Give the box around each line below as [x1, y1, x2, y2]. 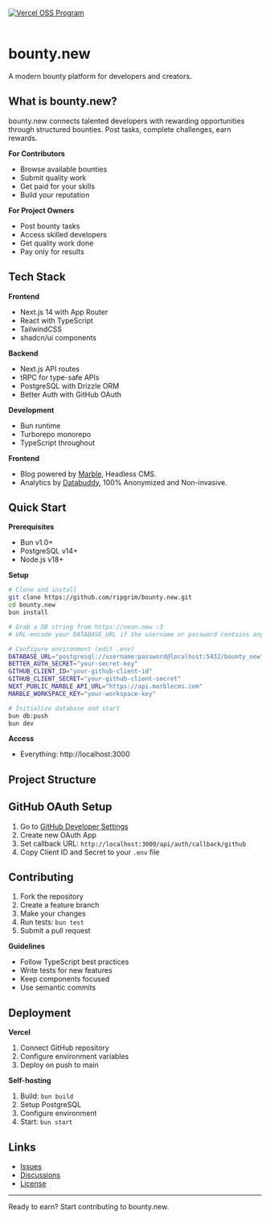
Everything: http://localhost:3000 [19, 749, 130, 759]
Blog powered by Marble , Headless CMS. [19, 469, 157, 479]
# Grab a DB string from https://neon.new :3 [8, 623, 163, 631]
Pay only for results [19, 246, 84, 256]
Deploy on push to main [19, 1060, 99, 1070]
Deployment [8, 1006, 72, 1019]
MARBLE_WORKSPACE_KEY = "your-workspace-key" [8, 690, 157, 698]
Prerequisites [8, 522, 55, 532]
